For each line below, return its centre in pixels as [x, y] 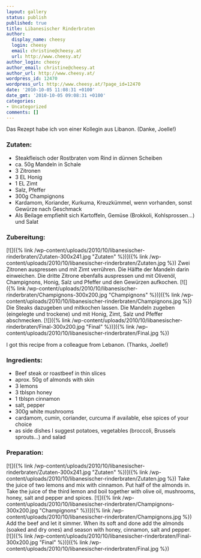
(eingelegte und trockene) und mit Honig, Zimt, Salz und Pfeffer [85, 314]
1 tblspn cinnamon [37, 399]
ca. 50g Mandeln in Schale [48, 164]
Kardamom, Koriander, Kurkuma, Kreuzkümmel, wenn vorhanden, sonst [103, 202]
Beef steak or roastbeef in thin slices [60, 373]
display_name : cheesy [39, 40]
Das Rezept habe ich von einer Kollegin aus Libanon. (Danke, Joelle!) [91, 129]
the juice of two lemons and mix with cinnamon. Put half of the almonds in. [98, 485]
